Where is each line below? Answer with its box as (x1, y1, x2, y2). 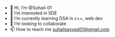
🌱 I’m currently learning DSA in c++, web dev (9, 15, 103, 21)
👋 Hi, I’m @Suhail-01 (9, 5, 52, 10)
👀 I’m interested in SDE (9, 10, 57, 16)
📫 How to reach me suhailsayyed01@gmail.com (9, 26, 110, 32)
